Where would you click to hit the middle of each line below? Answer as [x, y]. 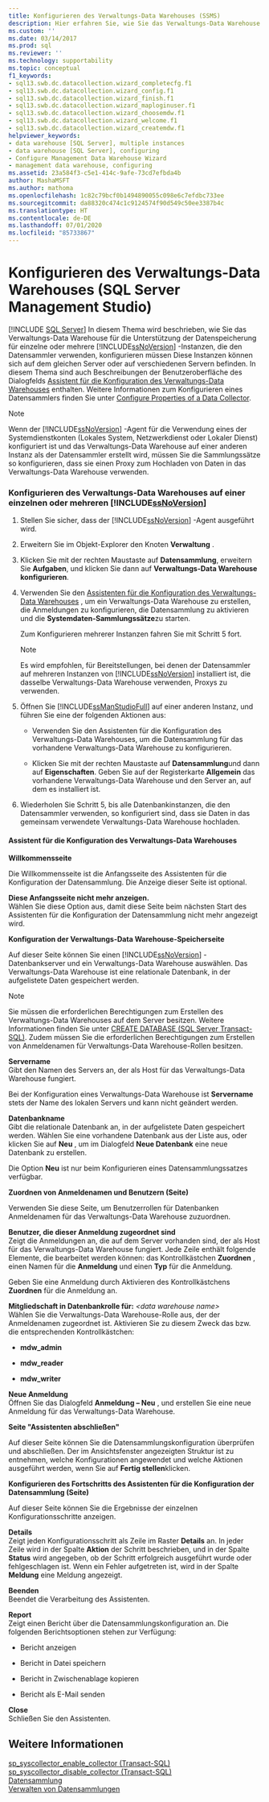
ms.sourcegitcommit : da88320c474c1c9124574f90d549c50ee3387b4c [116, 203]
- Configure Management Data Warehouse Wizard [88, 158]
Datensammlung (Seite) [49, 1493]
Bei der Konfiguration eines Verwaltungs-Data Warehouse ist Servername [131, 1094]
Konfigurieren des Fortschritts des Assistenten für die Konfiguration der [131, 1484]
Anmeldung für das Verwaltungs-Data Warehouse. [92, 1411]
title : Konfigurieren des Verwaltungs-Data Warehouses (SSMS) [114, 16]
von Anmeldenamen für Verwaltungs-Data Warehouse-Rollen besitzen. [126, 1046]
